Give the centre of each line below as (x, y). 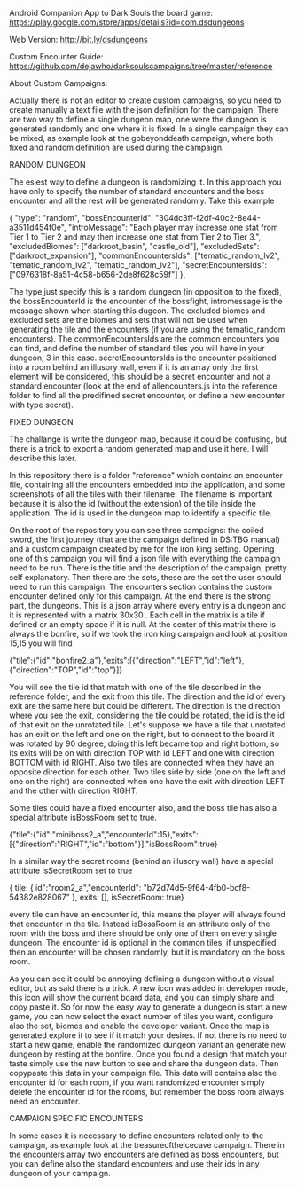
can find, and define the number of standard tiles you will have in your (137, 348)
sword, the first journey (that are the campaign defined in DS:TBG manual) (145, 539)
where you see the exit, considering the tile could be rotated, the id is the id (147, 715)
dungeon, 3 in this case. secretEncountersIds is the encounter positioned (143, 358)
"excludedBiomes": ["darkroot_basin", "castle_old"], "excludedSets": (134, 246)
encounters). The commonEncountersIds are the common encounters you (145, 339)
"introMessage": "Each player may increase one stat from (173, 227)
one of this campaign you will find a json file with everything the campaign (145, 558)
